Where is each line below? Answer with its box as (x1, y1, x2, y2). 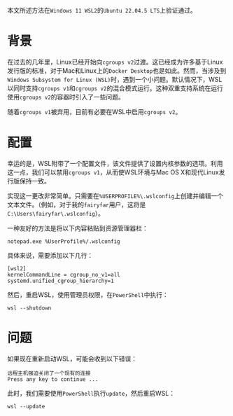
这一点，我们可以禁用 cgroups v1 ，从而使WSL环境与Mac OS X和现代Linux (7, 167, 219, 176)
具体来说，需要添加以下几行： (7, 251, 93, 259)
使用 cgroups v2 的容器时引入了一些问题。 (7, 92, 125, 101)
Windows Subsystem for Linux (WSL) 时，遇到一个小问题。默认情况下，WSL (7, 75, 223, 83)
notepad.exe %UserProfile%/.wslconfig (7, 237, 120, 245)
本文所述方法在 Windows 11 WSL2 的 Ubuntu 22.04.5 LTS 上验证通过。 (7, 6, 197, 14)
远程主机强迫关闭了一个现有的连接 (7, 370, 91, 377)
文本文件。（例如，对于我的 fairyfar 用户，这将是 (7, 200, 146, 209)
